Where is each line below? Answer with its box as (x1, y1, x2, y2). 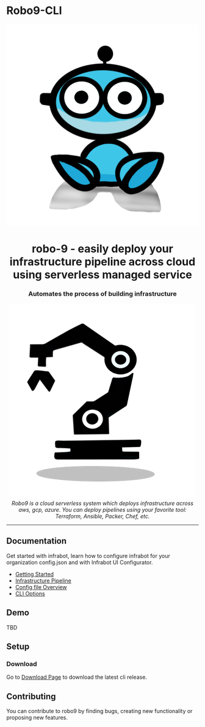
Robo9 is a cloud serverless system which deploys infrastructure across (11, 500, 194, 507)
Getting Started (15, 570, 54, 578)
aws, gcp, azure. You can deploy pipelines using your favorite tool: (18, 506, 187, 513)
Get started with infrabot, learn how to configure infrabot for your (6, 552, 171, 559)
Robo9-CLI (6, 4, 62, 18)
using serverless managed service (13, 268, 192, 281)
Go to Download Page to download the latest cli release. (6, 673, 148, 681)
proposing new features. (6, 714, 68, 722)
